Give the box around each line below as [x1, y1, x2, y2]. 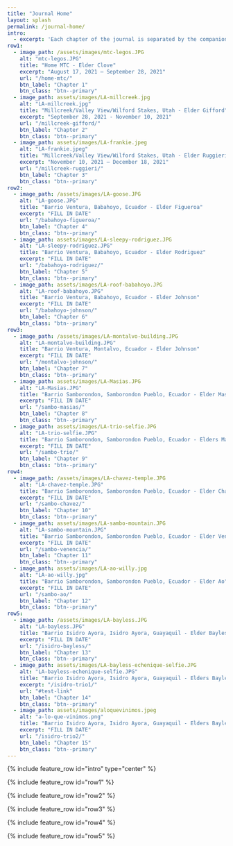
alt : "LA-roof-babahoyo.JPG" [19, 287, 104, 295]
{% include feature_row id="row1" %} [7, 778, 114, 786]
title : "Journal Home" [7, 10, 73, 17]
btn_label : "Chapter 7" [19, 365, 89, 372]
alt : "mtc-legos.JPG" [19, 56, 82, 62]
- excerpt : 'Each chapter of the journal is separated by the [13, 36, 197, 43]
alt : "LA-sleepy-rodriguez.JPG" [19, 242, 113, 250]
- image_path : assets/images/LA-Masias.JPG [13, 378, 141, 385]
